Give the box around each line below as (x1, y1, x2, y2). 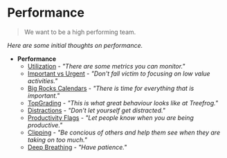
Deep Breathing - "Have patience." (27, 143, 127, 151)
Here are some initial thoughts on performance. (7, 41, 143, 49)
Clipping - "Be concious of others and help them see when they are (27, 128, 220, 137)
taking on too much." (27, 135, 88, 143)
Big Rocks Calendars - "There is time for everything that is (27, 84, 194, 92)
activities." (27, 76, 58, 85)
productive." (27, 121, 63, 129)
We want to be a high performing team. (24, 28, 136, 36)
